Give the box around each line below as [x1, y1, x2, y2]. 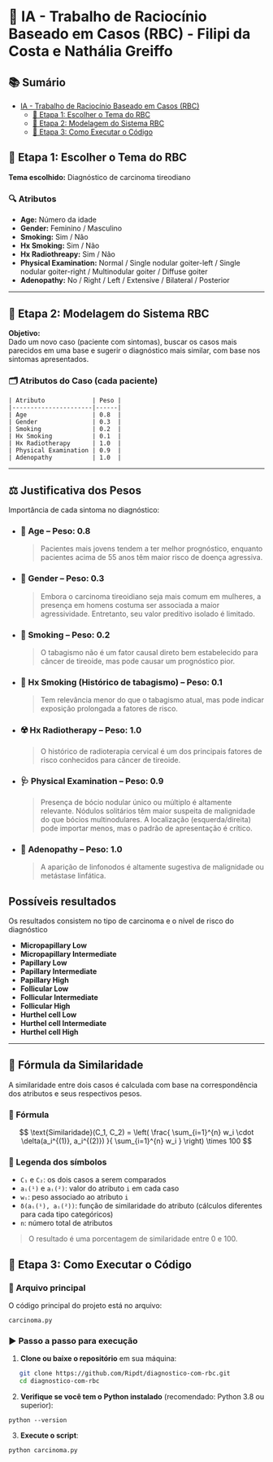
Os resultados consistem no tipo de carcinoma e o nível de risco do [8, 916, 234, 926]
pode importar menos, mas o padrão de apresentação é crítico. [40, 823, 253, 833]
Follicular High [19, 1001, 71, 1011]
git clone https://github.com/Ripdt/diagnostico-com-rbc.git [19, 1369, 231, 1378]
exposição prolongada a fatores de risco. [40, 704, 179, 714]
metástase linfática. [40, 871, 106, 881]
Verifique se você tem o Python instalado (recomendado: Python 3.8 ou [19, 1392, 265, 1402]
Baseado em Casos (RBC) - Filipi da [8, 24, 251, 43]
